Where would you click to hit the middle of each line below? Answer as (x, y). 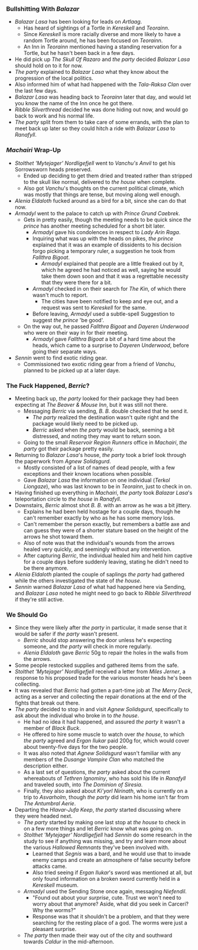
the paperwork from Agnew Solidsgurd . (63, 461)
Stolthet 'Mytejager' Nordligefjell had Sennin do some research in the (108, 835)
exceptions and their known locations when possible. (88, 474)
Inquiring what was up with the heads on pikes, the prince (103, 238)
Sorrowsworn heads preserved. (53, 169)
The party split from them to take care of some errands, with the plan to (102, 122)
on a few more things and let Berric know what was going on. (98, 829)
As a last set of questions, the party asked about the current (97, 772)
